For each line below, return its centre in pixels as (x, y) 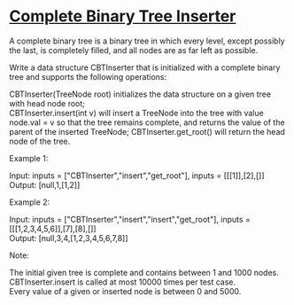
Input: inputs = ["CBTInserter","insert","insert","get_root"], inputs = (130, 219)
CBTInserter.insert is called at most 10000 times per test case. (123, 282)
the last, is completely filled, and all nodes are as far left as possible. (134, 50)
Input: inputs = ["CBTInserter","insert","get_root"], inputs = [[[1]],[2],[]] (137, 176)
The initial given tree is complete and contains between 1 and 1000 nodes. (144, 272)
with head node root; (47, 103)
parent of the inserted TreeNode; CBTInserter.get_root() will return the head (147, 131)
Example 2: (30, 202)
